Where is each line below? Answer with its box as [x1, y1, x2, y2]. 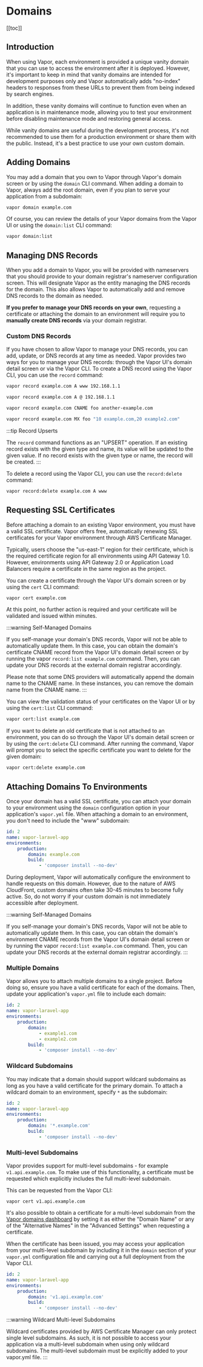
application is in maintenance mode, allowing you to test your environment [6, 108, 192, 116]
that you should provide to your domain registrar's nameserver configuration [6, 273, 198, 280]
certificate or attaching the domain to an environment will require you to [6, 311, 185, 318]
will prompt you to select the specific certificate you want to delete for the [6, 746, 191, 754]
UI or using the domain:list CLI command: [6, 221, 112, 229]
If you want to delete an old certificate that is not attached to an [6, 727, 165, 735]
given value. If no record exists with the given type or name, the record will [6, 451, 193, 459]
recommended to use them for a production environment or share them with [6, 133, 196, 140]
